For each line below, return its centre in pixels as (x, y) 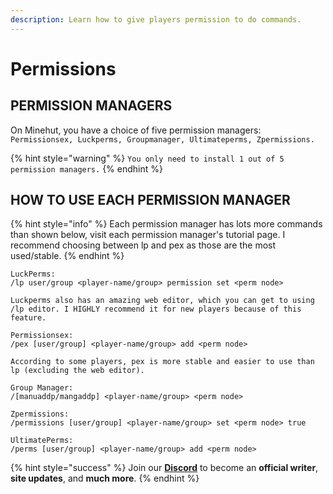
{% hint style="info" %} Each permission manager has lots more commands (166, 224)
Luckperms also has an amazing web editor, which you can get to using (162, 301)
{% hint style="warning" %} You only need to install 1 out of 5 (147, 158)
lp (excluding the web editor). (77, 371)
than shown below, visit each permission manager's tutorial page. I (148, 235)
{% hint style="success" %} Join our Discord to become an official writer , (164, 468)
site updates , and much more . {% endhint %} (105, 478)
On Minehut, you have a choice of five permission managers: (136, 130)
